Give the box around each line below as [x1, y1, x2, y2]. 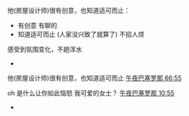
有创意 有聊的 [17, 21, 58, 30]
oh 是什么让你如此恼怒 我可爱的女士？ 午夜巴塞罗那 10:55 [7, 89, 175, 97]
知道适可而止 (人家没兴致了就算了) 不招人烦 [17, 30, 144, 38]
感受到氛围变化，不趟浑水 [7, 45, 82, 53]
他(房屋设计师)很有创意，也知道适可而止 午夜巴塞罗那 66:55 [7, 74, 183, 82]
